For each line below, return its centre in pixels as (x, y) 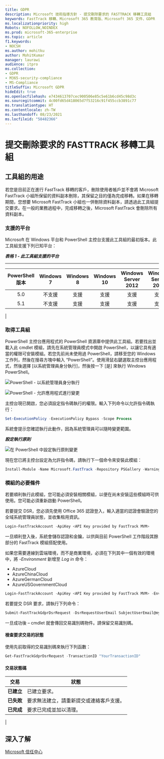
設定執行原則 (18, 439)
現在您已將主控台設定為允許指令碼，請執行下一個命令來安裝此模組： (73, 460)
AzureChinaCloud (30, 574)
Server (132, 279)
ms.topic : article (24, 37)
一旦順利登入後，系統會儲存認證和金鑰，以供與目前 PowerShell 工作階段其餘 (82, 537)
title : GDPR (17, 10)
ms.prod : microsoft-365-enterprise (41, 32)
